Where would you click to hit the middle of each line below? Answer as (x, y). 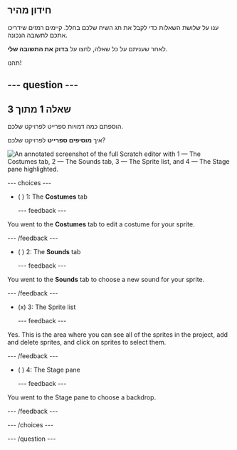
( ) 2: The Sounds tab (49, 252)
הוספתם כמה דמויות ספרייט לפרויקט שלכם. (65, 127)
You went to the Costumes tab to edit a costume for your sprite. (101, 224)
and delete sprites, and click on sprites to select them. (87, 342)
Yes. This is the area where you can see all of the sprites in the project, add (118, 335)
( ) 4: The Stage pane (49, 370)
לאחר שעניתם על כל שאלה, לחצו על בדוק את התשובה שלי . (88, 48)
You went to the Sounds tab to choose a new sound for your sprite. (106, 280)
